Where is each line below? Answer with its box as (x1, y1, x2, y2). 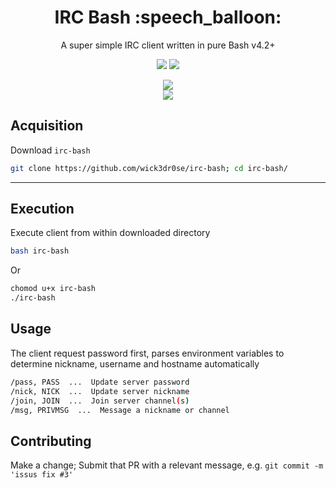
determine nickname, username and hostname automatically (10, 357, 260, 370)
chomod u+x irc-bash (10, 284, 97, 294)
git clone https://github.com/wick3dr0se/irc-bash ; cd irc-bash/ (10, 163, 288, 173)
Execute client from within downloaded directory (10, 227, 211, 239)
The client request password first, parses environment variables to (10, 347, 285, 359)
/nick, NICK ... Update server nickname (10, 386, 190, 396)
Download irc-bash (10, 144, 91, 156)
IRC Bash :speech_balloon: (54, 6, 282, 29)
